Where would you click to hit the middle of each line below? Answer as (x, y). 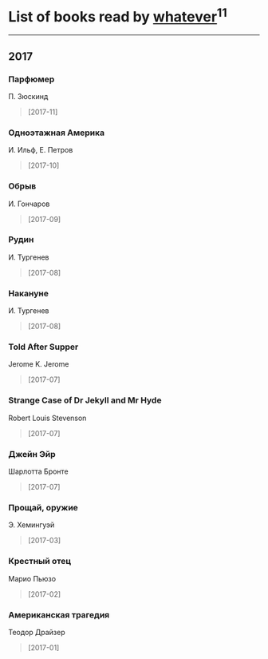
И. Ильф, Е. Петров (41, 150)
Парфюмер (32, 79)
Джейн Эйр (32, 454)
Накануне (29, 293)
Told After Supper (43, 347)
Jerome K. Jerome (39, 364)
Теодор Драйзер (37, 632)
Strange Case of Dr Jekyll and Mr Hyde (85, 400)
